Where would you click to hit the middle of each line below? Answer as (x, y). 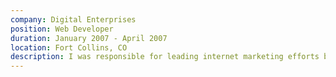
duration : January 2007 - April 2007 (89, 38)
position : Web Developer (62, 29)
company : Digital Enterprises (73, 19)
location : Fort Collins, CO (69, 47)
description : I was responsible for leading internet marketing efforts (165, 57)
